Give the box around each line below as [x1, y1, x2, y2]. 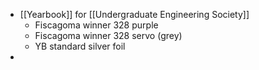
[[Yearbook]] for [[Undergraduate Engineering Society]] [19, 9, 250, 20]
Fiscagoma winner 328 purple [34, 19, 159, 31]
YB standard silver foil [34, 40, 126, 52]
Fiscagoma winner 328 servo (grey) [34, 30, 183, 41]
